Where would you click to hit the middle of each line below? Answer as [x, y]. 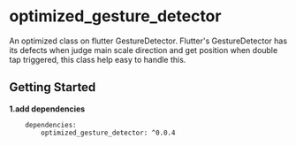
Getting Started [53, 87]
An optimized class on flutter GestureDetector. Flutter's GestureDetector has [148, 41]
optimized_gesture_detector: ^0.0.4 [108, 133]
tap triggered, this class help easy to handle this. [98, 59]
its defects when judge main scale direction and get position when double [144, 50]
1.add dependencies [47, 109]
